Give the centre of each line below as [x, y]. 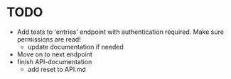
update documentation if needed [75, 47]
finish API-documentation [54, 61]
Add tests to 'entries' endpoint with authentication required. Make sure [120, 32]
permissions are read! [49, 39]
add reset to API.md [57, 69]
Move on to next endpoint [55, 54]
